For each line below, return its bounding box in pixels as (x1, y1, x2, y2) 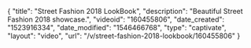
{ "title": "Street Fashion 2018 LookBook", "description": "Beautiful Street (7, 7, 243, 15)
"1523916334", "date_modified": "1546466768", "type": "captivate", (7, 23, 227, 32)
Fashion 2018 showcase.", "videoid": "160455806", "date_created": (7, 15, 225, 24)
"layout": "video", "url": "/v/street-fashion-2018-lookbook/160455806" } (7, 31, 241, 40)
